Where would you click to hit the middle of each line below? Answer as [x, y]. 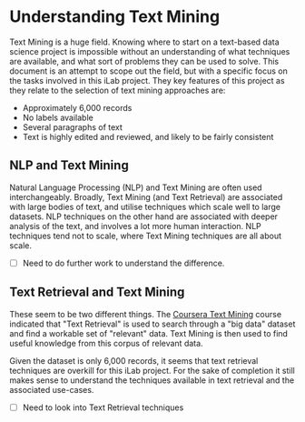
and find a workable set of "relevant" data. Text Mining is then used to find [149, 333]
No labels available [58, 117]
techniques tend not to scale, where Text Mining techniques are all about [146, 236]
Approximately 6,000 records [77, 107]
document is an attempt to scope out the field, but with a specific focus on [148, 71]
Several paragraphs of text [72, 127]
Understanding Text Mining [115, 17]
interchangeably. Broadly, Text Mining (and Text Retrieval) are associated [146, 196]
